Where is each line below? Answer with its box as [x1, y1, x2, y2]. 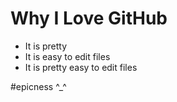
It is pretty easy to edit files [24, 61, 138, 73]
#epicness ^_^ [10, 80, 67, 92]
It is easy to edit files [24, 50, 111, 62]
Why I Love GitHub [10, 7, 168, 30]
